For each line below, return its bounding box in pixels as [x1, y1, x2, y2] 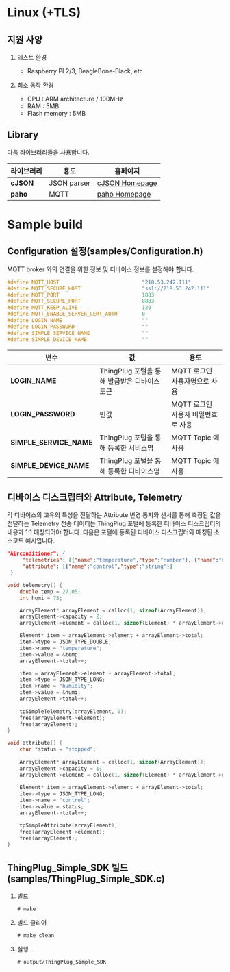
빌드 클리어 [16, 919, 47, 927]
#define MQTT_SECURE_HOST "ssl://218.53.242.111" [7, 285, 210, 292]
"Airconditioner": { [7, 550, 66, 558]
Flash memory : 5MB [27, 110, 86, 117]
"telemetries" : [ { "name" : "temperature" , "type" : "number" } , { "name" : [22, 557, 219, 564]
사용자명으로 [170, 376, 210, 386]
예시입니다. [25, 536, 55, 545]
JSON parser [49, 178, 91, 188]
